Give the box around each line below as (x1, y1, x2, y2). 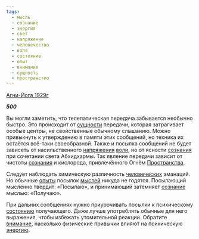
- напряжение (11, 36, 44, 42)
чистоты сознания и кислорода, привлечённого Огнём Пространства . (6, 159, 185, 166)
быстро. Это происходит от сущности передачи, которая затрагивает (6, 121, 184, 128)
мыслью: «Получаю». (6, 190, 61, 197)
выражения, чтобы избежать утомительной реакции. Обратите (6, 214, 167, 221)
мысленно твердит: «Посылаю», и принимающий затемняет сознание (6, 183, 186, 191)
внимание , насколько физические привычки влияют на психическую (6, 220, 183, 227)
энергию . (6, 226, 30, 234)
